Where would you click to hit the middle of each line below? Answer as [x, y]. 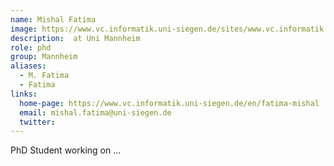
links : [24, 94]
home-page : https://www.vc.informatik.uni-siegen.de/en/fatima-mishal [169, 103]
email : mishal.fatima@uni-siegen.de [95, 112]
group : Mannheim [44, 57]
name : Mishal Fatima [53, 19]
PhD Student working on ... [66, 150]
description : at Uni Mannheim [75, 38]
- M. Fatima [44, 76]
